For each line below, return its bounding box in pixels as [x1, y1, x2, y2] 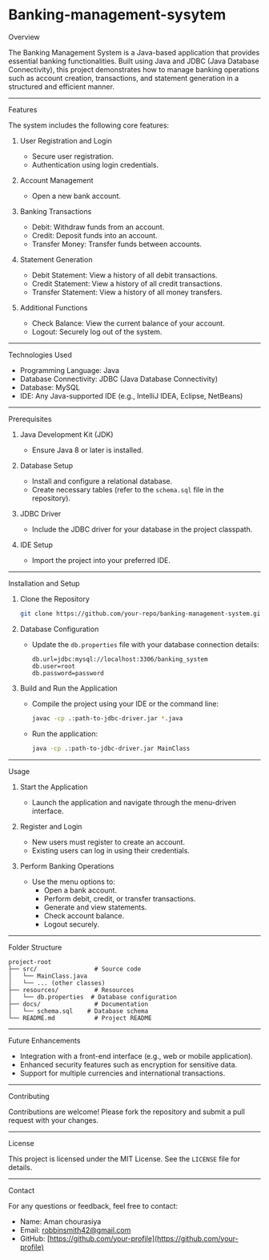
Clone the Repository [19, 594, 90, 603]
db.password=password [31, 669, 104, 677]
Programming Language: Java [19, 365, 120, 375]
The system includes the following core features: [8, 120, 170, 130]
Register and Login [19, 821, 82, 831]
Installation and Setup [8, 578, 80, 588]
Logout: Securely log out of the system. [31, 326, 163, 336]
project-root [8, 958, 52, 966]
